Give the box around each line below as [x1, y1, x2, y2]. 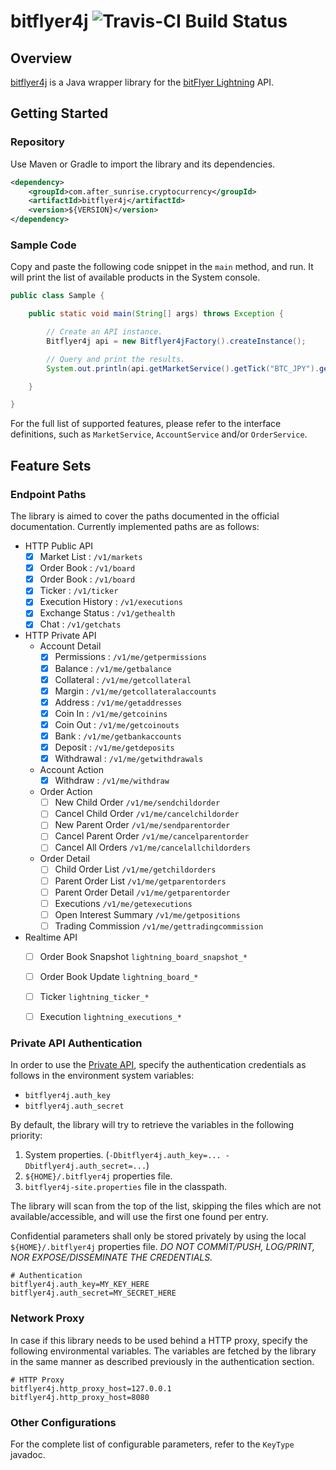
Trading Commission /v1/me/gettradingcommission [54, 920, 264, 932]
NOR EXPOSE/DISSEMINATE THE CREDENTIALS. [10, 1251, 213, 1264]
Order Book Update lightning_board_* [39, 970, 199, 982]
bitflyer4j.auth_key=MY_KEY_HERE [10, 1280, 150, 1290]
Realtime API [24, 931, 78, 943]
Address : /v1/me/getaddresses [54, 696, 183, 708]
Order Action [39, 786, 93, 798]
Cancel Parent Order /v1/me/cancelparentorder [54, 830, 250, 842]
